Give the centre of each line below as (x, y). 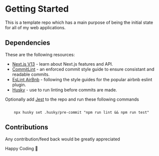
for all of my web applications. (35, 27)
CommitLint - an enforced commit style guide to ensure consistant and (83, 69)
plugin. (19, 85)
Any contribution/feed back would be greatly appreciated (63, 139)
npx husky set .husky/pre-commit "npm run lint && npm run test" (82, 112)
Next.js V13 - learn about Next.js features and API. (62, 64)
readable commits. (31, 74)
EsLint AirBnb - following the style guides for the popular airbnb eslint (82, 79)
